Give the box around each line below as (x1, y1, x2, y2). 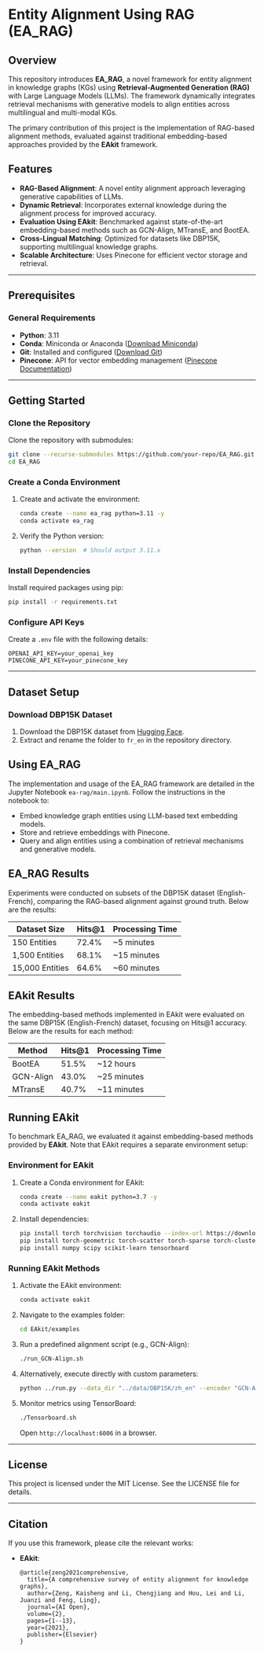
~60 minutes (112, 962, 160, 973)
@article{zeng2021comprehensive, (19, 1569, 130, 1577)
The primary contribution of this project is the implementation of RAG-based (8, 124, 255, 132)
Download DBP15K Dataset (8, 709, 112, 720)
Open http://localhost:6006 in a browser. (19, 1428, 157, 1437)
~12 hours (97, 1058, 136, 1069)
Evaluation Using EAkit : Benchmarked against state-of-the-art (19, 216, 223, 226)
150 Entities (12, 936, 57, 947)
